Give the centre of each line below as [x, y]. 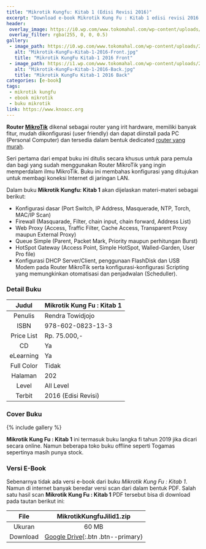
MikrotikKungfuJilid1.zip [93, 516]
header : [16, 23]
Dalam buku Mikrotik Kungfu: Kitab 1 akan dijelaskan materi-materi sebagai [102, 190]
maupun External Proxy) [46, 234]
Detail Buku [24, 290]
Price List [24, 336]
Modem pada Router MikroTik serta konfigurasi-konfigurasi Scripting [102, 267]
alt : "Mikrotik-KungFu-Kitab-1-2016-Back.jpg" [75, 69]
